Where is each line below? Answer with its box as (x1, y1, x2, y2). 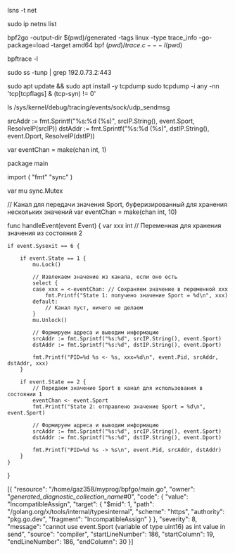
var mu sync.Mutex (7, 186, 63, 195)
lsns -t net (7, 6, 37, 14)
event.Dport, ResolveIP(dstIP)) (7, 132, 95, 140)
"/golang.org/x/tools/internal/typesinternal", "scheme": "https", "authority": (7, 508, 225, 516)
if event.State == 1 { (20, 255, 87, 262)
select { (32, 280, 58, 287)
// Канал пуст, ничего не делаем (44, 304, 143, 311)
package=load (7, 41, 49, 49)
